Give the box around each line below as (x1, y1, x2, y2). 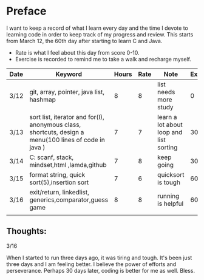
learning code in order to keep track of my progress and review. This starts (6, 30, 194, 38)
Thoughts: (6, 226, 47, 236)
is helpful (157, 199, 184, 208)
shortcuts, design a (29, 128, 84, 136)
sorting (157, 143, 178, 151)
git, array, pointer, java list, (29, 87, 105, 96)
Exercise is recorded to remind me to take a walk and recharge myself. (15, 55, 191, 63)
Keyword (55, 70, 82, 78)
